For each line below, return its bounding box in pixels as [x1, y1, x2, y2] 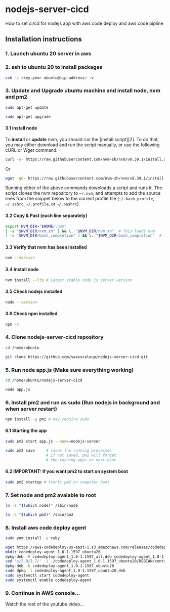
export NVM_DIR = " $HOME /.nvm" [5, 224, 67, 229]
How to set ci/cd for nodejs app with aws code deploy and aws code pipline [5, 20, 163, 26]
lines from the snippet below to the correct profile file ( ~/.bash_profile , [5, 196, 154, 202]
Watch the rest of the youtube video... [5, 601, 84, 607]
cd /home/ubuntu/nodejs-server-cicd [5, 378, 82, 383]
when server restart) [5, 405, 57, 412]
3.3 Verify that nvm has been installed [5, 244, 87, 250]
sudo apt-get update [5, 105, 49, 110]
